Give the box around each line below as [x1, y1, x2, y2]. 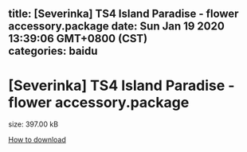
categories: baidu [8, 45, 98, 58]
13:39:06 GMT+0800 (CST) [8, 32, 148, 45]
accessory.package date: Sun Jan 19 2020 [8, 20, 225, 33]
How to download [8, 135, 66, 145]
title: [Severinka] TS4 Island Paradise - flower [8, 7, 239, 21]
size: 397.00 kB [8, 119, 58, 129]
